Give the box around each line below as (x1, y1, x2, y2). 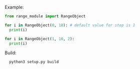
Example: (5, 4, 24, 10)
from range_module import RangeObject (5, 14, 86, 19)
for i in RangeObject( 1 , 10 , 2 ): (5, 36, 75, 41)
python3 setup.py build (9, 60, 59, 65)
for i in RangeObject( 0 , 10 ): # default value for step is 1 (5, 22, 135, 28)
